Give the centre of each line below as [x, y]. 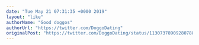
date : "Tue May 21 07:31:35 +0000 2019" [57, 11]
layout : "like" [25, 17]
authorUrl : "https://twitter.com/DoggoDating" [65, 28]
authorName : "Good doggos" [39, 22]
